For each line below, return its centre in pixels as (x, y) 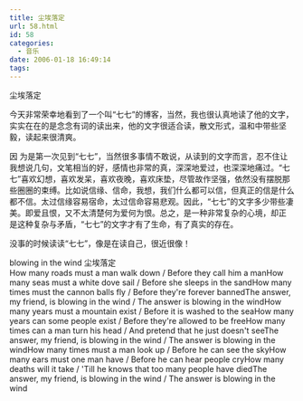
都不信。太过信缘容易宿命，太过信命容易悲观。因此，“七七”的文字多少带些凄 (151, 201)
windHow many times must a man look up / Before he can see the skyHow (148, 349)
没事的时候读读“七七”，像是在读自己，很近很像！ (100, 243)
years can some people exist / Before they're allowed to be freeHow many (147, 320)
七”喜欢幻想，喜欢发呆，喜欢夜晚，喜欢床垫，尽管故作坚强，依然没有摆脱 (146, 178)
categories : (32, 43)
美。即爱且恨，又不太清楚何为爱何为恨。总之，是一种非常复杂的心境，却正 (148, 213)
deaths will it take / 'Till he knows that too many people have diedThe (138, 368)
